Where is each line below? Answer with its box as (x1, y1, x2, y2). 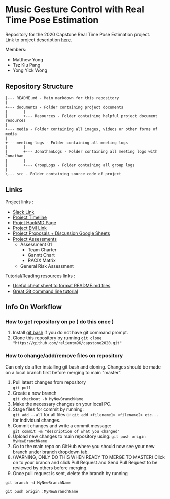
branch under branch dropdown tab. (12, 449, 89, 455)
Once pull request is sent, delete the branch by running (12, 470, 128, 476)
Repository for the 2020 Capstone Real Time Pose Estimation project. (5, 31, 151, 37)
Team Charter (27, 246, 57, 253)
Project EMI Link (12, 225, 47, 231)
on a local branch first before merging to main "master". (5, 369, 122, 375)
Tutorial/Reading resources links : (5, 273, 75, 279)
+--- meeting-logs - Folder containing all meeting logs (5, 140, 128, 145)
